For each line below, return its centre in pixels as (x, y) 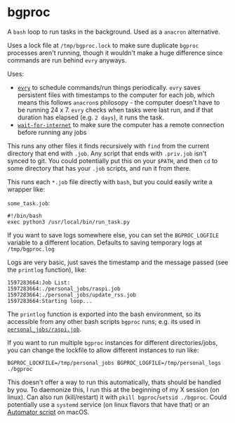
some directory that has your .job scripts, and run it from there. (99, 168)
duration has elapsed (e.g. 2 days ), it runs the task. (91, 117)
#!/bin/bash (25, 216)
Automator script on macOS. (48, 412)
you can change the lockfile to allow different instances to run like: (103, 350)
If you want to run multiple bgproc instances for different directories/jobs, (113, 342)
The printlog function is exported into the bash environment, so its (104, 314)
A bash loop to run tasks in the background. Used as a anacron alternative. (114, 32)
